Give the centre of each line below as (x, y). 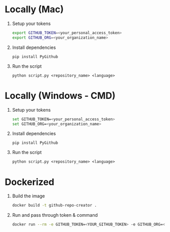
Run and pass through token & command (55, 215)
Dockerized (30, 182)
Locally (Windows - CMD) (60, 96)
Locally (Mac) (34, 9)
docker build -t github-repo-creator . (54, 205)
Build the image (29, 196)
